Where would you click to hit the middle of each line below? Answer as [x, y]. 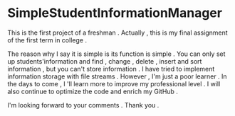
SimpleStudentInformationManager [115, 13]
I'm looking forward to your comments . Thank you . [83, 105]
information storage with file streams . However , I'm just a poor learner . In [117, 76]
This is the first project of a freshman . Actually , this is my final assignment [117, 33]
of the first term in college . [47, 40]
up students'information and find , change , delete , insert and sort [105, 61]
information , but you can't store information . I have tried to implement [111, 69]
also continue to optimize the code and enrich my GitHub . [93, 91]
